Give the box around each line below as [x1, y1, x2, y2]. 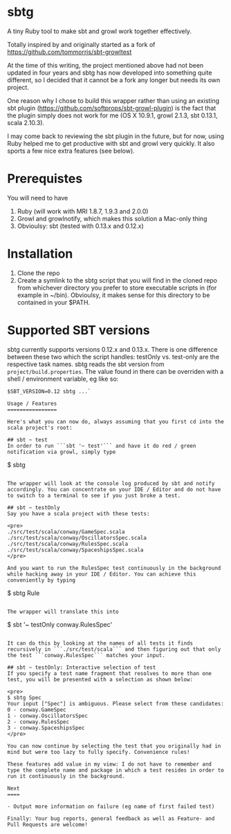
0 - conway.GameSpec [7, 706, 67, 713]
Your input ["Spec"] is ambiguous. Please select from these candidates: [7, 700, 225, 707]
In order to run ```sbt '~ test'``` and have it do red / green [7, 442, 196, 449]
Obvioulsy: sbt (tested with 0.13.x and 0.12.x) [17, 222, 144, 230]
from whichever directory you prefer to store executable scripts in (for [17, 283, 217, 292]
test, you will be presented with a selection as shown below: [7, 676, 194, 683]
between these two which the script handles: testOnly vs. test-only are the [7, 352, 220, 361]
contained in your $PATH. [17, 298, 91, 306]
